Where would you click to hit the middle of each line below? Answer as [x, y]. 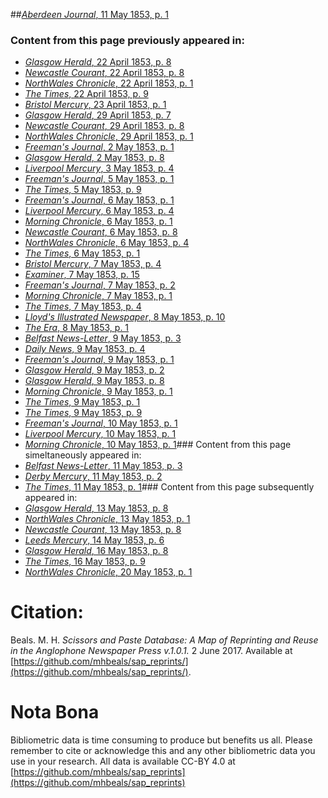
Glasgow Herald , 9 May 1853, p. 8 [94, 381]
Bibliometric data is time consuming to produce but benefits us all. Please [161, 740]
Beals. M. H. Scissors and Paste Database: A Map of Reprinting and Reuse [164, 640]
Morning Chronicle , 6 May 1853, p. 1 [98, 221]
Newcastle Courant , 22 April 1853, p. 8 [104, 73]
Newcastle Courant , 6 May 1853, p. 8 [101, 232]
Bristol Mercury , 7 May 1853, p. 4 [93, 264]
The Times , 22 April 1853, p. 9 [86, 94]
